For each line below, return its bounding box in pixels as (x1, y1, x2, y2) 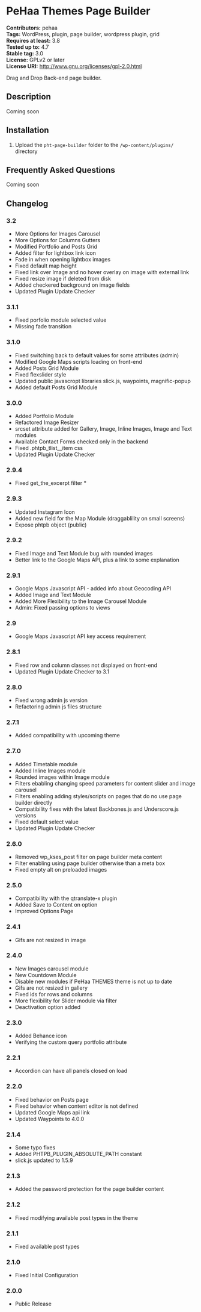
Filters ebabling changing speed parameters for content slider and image (14, 779, 196, 787)
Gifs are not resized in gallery (14, 984, 88, 992)
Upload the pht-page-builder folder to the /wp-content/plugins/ (14, 141, 174, 148)
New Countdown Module (14, 971, 77, 978)
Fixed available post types (14, 1243, 80, 1250)
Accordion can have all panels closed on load (14, 1067, 128, 1075)
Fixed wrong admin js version (14, 697, 88, 704)
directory (14, 148, 38, 155)
